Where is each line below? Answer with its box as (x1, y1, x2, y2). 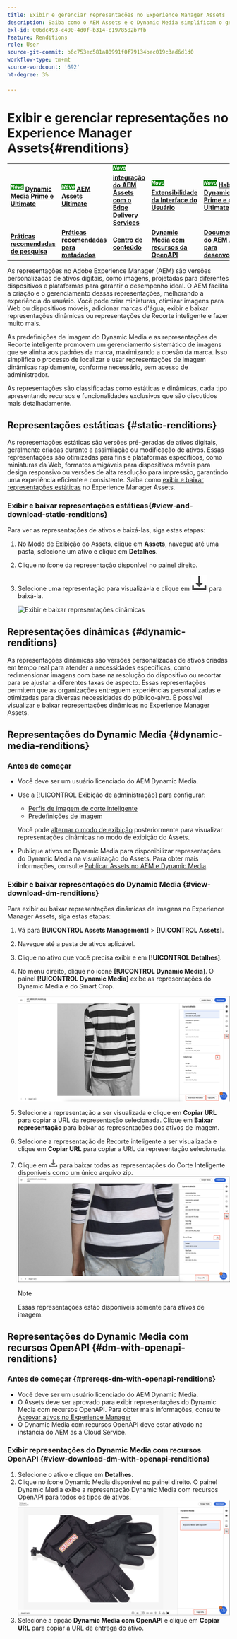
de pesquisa (10, 247, 48, 255)
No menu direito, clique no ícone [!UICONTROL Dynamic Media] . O (17, 967, 214, 975)
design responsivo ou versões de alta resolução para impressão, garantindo (7, 468, 229, 477)
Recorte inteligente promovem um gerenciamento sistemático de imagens (7, 340, 222, 349)
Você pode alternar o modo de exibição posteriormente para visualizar (17, 826, 224, 834)
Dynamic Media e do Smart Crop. (17, 981, 115, 990)
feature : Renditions (7, 34, 68, 41)
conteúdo (112, 243, 142, 252)
